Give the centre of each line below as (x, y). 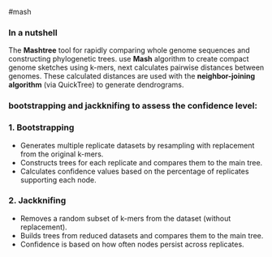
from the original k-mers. (62, 154)
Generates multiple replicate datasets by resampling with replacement (137, 145)
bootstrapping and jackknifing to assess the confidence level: (133, 106)
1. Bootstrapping (41, 127)
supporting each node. (58, 180)
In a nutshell (33, 32)
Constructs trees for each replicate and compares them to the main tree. (141, 162)
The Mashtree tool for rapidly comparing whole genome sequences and (129, 50)
